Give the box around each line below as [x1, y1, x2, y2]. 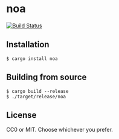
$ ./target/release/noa [6, 93, 66, 100]
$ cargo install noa [6, 55, 59, 62]
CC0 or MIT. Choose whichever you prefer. [6, 126, 114, 134]
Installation [6, 39, 50, 50]
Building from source [6, 72, 87, 83]
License [6, 110, 37, 120]
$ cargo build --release [6, 88, 69, 94]
